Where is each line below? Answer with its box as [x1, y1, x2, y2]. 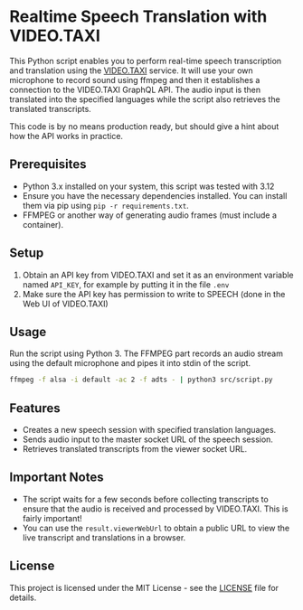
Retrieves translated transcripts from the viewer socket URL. [22, 444, 248, 455]
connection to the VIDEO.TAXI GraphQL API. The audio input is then [9, 84, 260, 95]
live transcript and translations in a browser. [22, 531, 186, 543]
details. [9, 592, 37, 603]
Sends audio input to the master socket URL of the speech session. [22, 434, 274, 445]
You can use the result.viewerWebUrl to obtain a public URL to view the [22, 522, 290, 533]
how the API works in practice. [9, 130, 124, 141]
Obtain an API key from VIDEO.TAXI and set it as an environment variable [22, 269, 294, 280]
